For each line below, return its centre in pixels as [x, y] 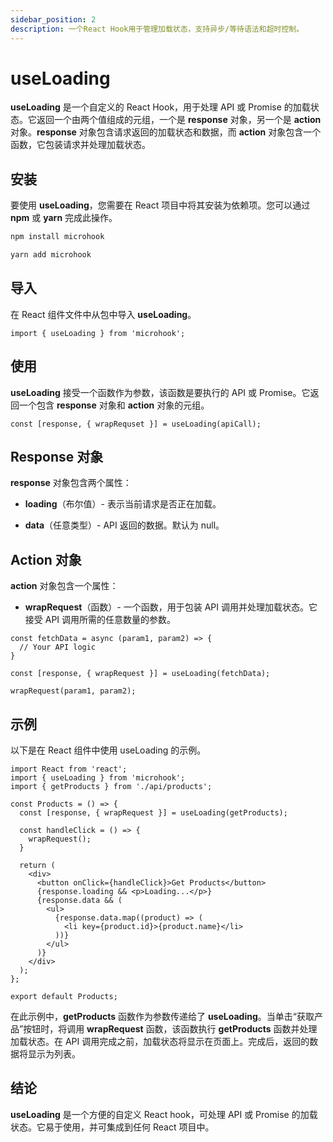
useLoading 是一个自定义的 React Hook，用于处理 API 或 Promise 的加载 [160, 107]
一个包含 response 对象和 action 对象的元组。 [114, 405]
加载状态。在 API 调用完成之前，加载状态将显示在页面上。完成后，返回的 [160, 1042]
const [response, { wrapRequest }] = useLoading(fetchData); [140, 674]
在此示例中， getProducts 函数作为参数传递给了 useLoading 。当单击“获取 [162, 1017]
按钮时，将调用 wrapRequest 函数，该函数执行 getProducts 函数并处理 [170, 1029]
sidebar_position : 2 [53, 19]
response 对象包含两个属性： [71, 483]
